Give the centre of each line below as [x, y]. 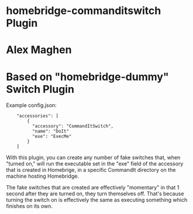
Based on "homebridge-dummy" [87, 77]
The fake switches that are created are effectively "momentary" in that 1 [93, 188]
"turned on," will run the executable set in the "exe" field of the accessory [95, 164]
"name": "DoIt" [50, 132]
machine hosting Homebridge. [42, 176]
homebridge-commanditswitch [84, 11]
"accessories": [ [38, 116]
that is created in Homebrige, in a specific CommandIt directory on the [91, 170]
